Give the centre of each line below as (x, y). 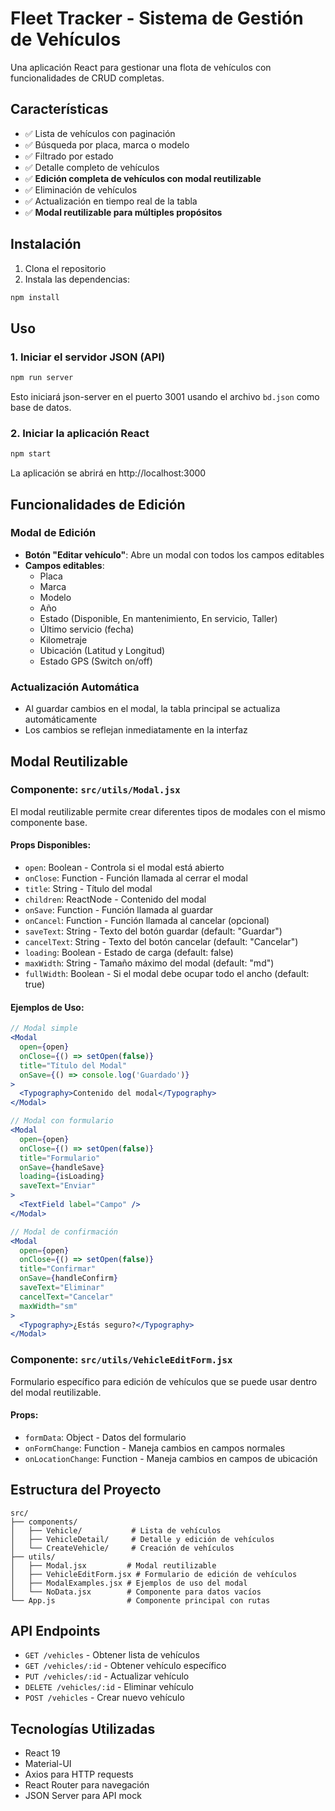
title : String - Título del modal (88, 889)
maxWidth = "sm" (48, 1306)
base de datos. (41, 407)
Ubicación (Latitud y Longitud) (102, 650)
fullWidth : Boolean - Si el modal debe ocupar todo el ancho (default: (167, 974)
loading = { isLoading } (62, 1177)
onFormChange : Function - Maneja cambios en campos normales (155, 1448)
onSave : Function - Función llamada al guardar (119, 910)
